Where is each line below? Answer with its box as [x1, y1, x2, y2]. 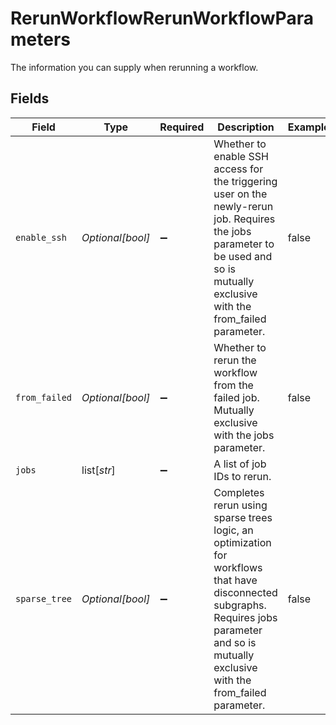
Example [287, 120, 330, 134]
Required [159, 120, 205, 134]
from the [213, 378, 254, 392]
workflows [213, 560, 263, 574]
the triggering [213, 174, 278, 188]
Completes [213, 485, 265, 499]
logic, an [213, 523, 254, 537]
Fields [10, 90, 50, 107]
